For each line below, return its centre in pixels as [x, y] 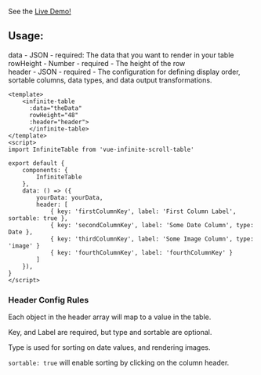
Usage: [26, 36]
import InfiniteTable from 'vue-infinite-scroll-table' [101, 149]
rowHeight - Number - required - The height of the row [97, 63]
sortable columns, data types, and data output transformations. [110, 80]
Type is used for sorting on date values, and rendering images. [109, 347]
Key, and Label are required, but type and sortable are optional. [110, 333]
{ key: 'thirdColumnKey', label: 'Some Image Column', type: [152, 239]
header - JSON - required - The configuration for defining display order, [124, 72]
